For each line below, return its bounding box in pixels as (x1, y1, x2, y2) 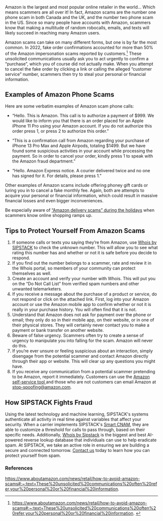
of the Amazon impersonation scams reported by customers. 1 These (5, 50, 142, 56)
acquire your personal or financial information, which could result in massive (5, 193, 158, 198)
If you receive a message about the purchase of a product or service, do (12, 291, 157, 297)
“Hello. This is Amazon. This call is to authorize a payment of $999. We (12, 113, 154, 119)
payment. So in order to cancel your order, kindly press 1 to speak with (12, 153, 153, 159)
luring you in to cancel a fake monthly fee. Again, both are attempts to (5, 187, 145, 194)
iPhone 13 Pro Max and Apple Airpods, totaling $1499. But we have (12, 143, 146, 149)
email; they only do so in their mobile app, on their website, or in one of (12, 317, 154, 323)
